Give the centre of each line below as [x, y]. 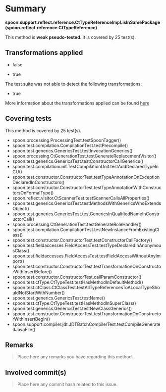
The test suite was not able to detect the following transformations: [74, 84]
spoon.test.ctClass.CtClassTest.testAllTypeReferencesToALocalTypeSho [86, 287]
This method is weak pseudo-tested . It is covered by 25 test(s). [71, 37]
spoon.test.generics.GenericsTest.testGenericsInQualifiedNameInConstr [86, 214]
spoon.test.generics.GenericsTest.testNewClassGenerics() [72, 308]
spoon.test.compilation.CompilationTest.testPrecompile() [70, 145]
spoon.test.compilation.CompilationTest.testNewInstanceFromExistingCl [86, 229]
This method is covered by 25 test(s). [43, 130]
